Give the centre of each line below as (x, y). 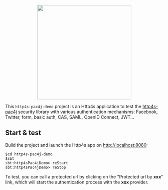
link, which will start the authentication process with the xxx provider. (77, 182)
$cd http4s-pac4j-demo (29, 154)
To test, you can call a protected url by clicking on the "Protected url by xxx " (84, 176)
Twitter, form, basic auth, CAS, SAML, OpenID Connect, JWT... (70, 117)
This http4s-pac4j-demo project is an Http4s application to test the (73, 106)
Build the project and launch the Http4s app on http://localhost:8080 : (76, 145)
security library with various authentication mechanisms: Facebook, (88, 112)
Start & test (23, 133)
